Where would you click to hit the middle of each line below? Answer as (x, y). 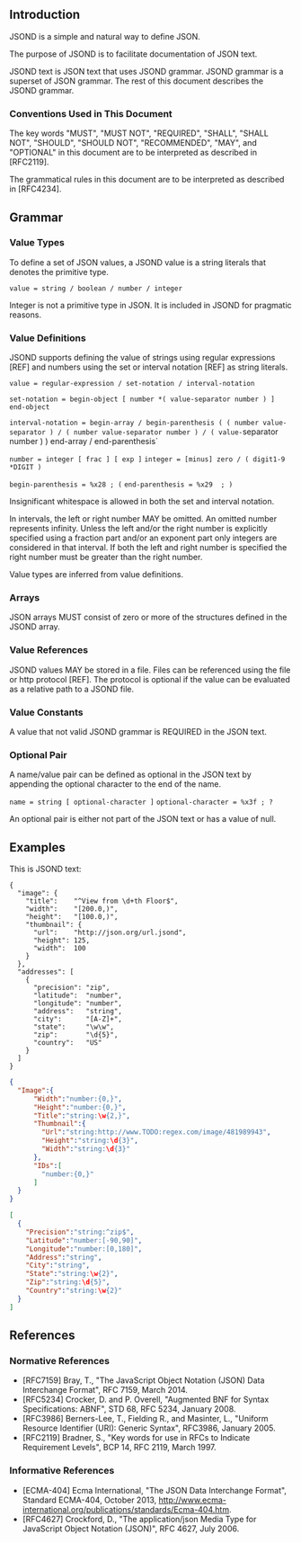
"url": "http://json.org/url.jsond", (110, 933)
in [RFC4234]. (35, 189)
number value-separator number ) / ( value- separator (176, 432)
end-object (30, 407)
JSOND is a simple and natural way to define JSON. (105, 36)
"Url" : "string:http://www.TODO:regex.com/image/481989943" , (156, 1132)
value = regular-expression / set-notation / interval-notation (132, 384)
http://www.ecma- (192, 1500)
